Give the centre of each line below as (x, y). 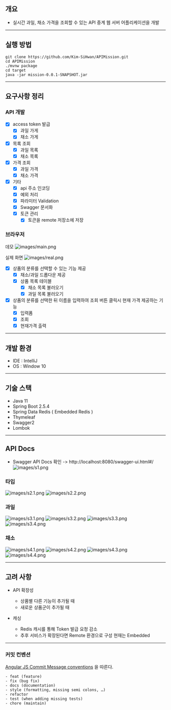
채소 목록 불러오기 (46, 287)
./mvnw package (21, 66)
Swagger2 (23, 423)
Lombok (21, 428)
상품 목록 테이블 (36, 281)
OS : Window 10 (29, 366)
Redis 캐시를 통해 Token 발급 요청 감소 (59, 629)
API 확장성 (23, 590)
